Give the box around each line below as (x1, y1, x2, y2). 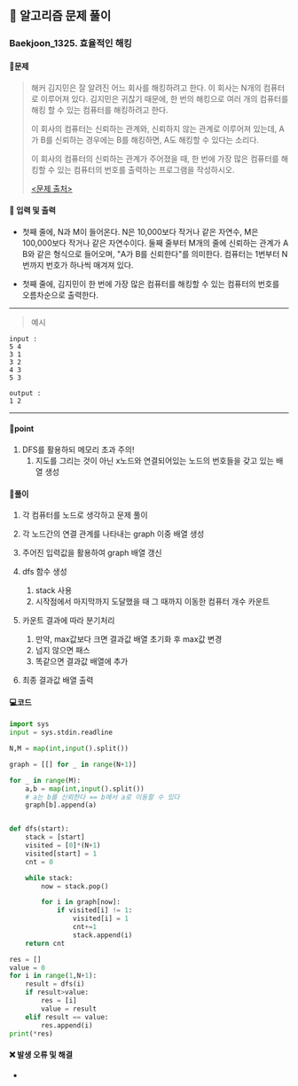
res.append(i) (41, 1020, 93, 1030)
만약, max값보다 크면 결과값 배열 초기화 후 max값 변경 (35, 634, 223, 645)
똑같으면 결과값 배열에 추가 (35, 656, 129, 667)
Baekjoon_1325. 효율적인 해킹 (9, 37, 132, 50)
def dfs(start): (9, 824, 69, 833)
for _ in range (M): (9, 776, 82, 785)
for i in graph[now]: (41, 898, 122, 907)
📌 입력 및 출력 (9, 205, 56, 215)
